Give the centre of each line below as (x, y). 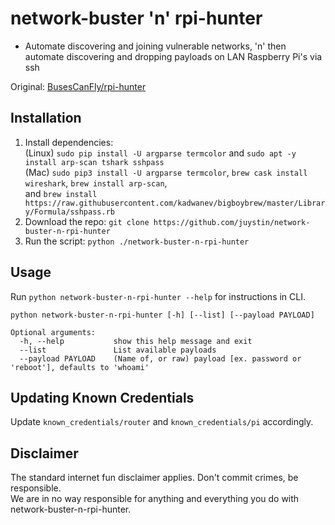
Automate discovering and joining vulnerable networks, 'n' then (155, 46)
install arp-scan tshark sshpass (94, 162)
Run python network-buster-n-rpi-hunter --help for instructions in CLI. (158, 296)
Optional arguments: (53, 332)
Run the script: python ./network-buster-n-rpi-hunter (137, 241)
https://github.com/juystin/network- (232, 222)
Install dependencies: (69, 142)
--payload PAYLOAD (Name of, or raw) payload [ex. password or (160, 358)
